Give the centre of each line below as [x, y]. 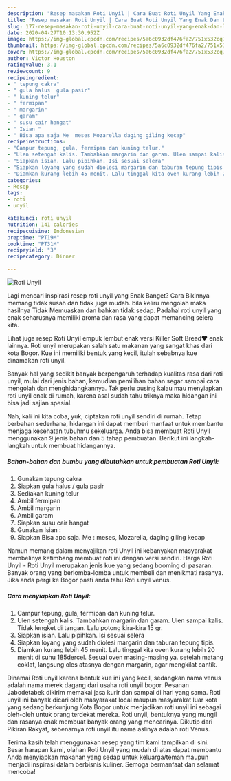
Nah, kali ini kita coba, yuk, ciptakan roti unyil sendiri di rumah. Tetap [104, 416]
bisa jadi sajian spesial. [40, 403]
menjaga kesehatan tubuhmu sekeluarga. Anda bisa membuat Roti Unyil [109, 431]
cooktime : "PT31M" [33, 244]
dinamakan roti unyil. [37, 360]
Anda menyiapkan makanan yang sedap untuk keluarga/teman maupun [108, 757]
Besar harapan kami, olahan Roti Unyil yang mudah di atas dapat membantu [114, 749]
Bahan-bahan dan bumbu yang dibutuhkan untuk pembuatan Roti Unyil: [113, 461]
